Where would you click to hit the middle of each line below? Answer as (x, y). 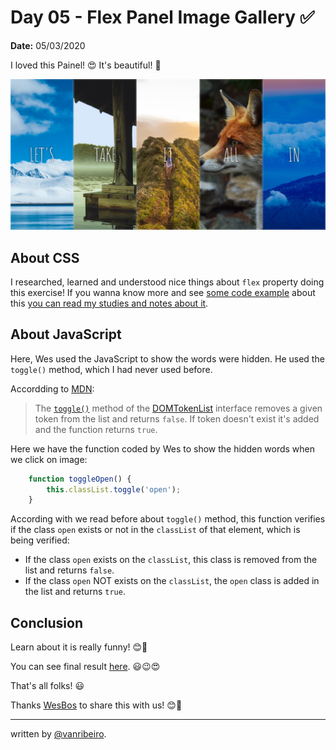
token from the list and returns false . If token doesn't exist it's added (177, 418)
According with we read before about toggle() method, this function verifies (168, 519)
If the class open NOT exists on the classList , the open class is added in (172, 581)
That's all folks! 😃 (47, 686)
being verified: (40, 540)
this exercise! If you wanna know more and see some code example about (163, 292)
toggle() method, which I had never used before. (111, 369)
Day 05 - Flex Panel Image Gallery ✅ (162, 17)
